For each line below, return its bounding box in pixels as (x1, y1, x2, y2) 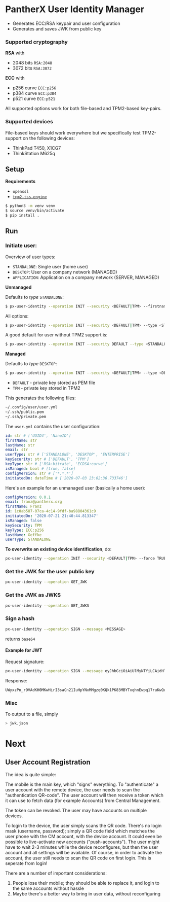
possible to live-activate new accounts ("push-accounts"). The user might (5, 839, 160, 845)
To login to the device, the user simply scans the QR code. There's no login (5, 822, 162, 828)
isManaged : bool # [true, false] (5, 466, 76, 471)
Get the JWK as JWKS (5, 592, 61, 599)
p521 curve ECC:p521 (12, 95, 56, 102)
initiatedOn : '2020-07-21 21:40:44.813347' (5, 513, 99, 518)
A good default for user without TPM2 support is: (5, 332, 108, 338)
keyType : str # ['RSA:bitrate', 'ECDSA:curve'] (5, 462, 108, 467)
